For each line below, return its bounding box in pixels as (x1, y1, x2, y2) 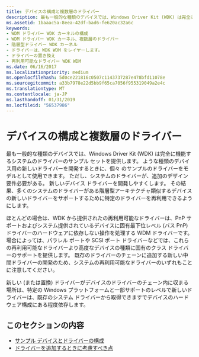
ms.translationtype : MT (6, 86, 65, 92)
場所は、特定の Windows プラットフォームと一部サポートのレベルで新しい (6, 287, 188, 294)
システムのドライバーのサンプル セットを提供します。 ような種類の (11, 157, 175, 165)
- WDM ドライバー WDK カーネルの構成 (6, 31, 89, 37)
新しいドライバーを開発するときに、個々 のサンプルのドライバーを (21, 165, 184, 172)
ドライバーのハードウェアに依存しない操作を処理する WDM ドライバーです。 (6, 229, 193, 237)
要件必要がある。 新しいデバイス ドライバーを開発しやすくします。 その (6, 180, 181, 187)
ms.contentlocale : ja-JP (6, 91, 68, 97)
